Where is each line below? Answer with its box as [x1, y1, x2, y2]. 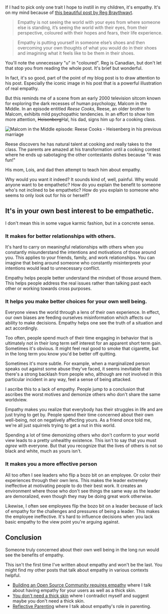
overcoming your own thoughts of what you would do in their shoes [17, 45, 157, 50]
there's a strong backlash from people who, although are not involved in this [5, 371, 162, 377]
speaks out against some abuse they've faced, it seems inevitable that [5, 366, 150, 372]
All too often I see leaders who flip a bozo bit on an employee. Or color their [5, 472, 161, 478]
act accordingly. [5, 325, 38, 331]
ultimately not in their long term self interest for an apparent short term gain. [5, 340, 162, 346]
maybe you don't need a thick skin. [12, 597, 85, 604]
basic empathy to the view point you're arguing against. [5, 518, 120, 524]
